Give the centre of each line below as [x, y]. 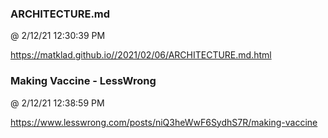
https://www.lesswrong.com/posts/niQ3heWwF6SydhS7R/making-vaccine [164, 122]
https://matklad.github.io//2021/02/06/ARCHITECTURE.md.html [141, 55]
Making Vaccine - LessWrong [83, 81]
